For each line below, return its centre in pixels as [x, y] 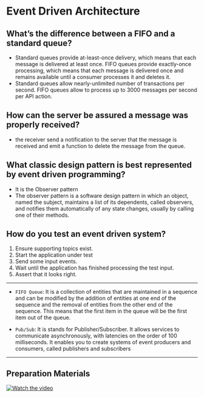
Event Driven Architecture [73, 11]
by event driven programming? [66, 175]
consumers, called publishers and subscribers [73, 349]
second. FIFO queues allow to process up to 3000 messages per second [106, 90]
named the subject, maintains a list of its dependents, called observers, [104, 202]
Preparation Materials [48, 374]
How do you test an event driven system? [86, 234]
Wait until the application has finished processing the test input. [94, 268]
